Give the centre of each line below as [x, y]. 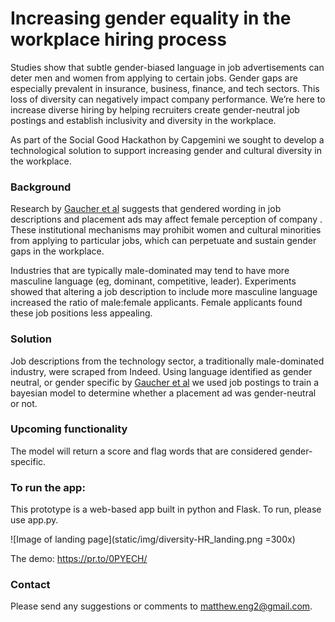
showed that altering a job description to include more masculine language [164, 292]
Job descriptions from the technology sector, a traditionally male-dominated [167, 361]
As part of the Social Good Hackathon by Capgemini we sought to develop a [167, 139]
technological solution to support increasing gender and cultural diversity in [166, 150]
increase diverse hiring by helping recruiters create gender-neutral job [155, 109]
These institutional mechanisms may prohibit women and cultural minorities [166, 230]
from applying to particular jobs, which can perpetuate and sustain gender [163, 241]
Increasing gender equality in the [151, 18]
